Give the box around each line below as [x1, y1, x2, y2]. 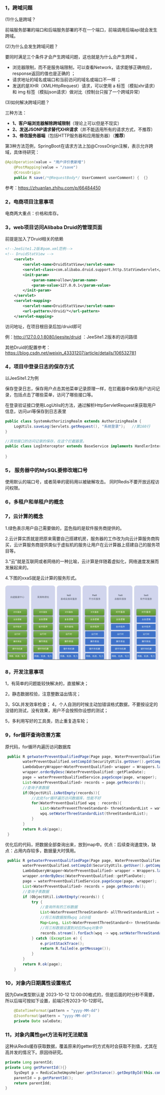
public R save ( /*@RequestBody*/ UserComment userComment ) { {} [14, 175, 148, 180]
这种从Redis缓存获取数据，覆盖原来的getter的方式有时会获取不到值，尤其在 [5, 1043, 158, 1049]
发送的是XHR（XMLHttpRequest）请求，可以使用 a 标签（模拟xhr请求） [12, 83, 158, 89]
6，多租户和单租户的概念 [5, 498, 64, 505]
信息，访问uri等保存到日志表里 [5, 408, 67, 414]
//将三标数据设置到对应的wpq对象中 [40, 925, 103, 930]
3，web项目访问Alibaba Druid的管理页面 [5, 224, 103, 231]
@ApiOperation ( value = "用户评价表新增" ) [5, 160, 86, 165]
